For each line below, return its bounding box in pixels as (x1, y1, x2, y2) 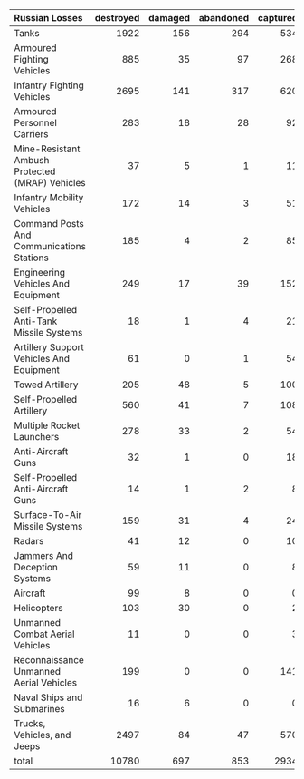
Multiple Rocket (14, 419, 81, 432)
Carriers (14, 128, 49, 140)
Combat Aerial (14, 628, 75, 640)
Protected (14, 165, 56, 178)
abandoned (198, 12, 250, 24)
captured (257, 12, 299, 24)
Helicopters (14, 602, 63, 614)
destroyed (94, 12, 140, 24)
